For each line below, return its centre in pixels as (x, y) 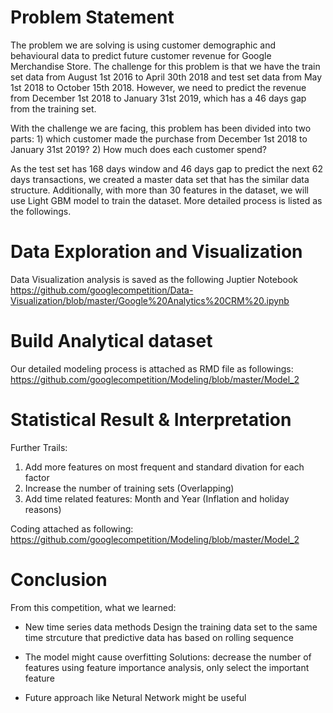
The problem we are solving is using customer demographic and (143, 45)
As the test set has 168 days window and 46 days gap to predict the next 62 (167, 168)
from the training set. (53, 108)
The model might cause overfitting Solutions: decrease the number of (168, 657)
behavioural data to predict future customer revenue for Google (141, 55)
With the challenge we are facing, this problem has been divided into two (161, 128)
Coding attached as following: (72, 528)
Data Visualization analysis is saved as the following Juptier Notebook (154, 279)
